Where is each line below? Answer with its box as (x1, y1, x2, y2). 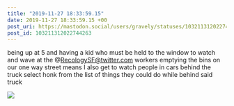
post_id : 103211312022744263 (7, 29, 92, 37)
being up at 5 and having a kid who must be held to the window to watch (7, 48, 216, 57)
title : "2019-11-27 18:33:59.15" (7, 10, 104, 17)
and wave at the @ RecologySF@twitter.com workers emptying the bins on (7, 56, 221, 64)
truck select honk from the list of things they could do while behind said (7, 71, 213, 79)
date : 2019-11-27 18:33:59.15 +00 (7, 17, 108, 24)
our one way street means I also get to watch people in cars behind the (7, 63, 211, 71)
